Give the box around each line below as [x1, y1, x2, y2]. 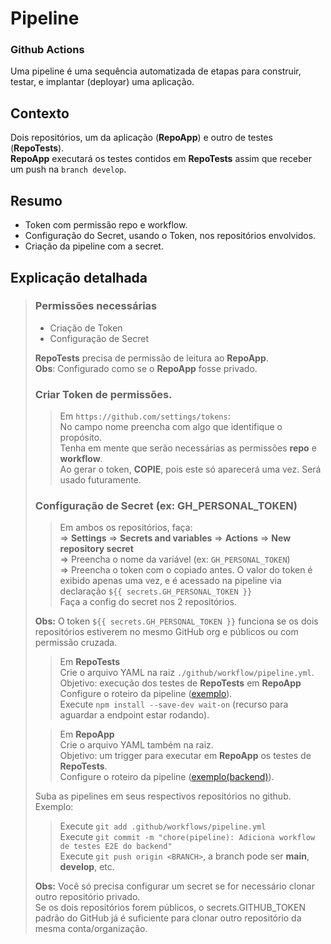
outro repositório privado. [34, 891, 141, 903]
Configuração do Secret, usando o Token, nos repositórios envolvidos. [24, 230, 317, 242]
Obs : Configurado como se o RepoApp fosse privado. [34, 362, 258, 374]
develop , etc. [59, 861, 115, 873]
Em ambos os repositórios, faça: [59, 522, 193, 534]
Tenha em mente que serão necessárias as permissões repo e [59, 442, 317, 454]
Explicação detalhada [10, 269, 148, 286]
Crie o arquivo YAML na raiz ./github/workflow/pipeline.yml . [59, 667, 315, 679]
